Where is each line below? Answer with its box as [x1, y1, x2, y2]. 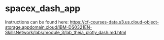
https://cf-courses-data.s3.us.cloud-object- [69, 19, 159, 25]
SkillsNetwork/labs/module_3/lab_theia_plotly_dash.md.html [5, 29, 127, 35]
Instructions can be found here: [5, 19, 69, 25]
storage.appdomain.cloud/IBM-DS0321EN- [5, 24, 92, 30]
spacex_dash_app [5, 3, 80, 14]
